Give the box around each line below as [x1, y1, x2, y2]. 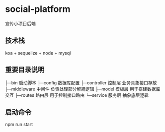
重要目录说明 [5, 66, 45, 74]
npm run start [5, 122, 33, 128]
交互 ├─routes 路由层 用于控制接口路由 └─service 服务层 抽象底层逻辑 [5, 92, 149, 98]
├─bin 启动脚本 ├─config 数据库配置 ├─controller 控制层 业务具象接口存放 [5, 79, 158, 85]
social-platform [5, 3, 71, 15]
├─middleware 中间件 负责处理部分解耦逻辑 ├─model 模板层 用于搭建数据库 [5, 86, 161, 92]
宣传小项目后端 [5, 20, 36, 26]
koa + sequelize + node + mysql [5, 50, 71, 56]
